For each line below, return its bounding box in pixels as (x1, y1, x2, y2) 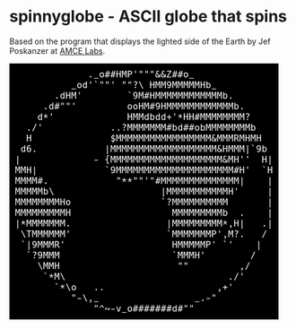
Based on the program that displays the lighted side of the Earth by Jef (9, 36, 271, 47)
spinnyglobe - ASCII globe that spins (9, 6, 288, 27)
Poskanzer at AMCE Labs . (9, 45, 106, 56)
